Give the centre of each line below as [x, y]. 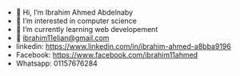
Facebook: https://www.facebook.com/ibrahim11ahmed [107, 55]
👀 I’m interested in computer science [76, 21]
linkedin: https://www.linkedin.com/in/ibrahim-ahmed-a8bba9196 [124, 46]
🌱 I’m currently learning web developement [87, 29]
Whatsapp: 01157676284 [57, 63]
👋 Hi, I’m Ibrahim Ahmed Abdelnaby [74, 12]
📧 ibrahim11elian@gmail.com [62, 38]
